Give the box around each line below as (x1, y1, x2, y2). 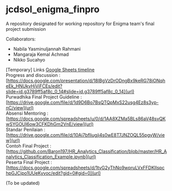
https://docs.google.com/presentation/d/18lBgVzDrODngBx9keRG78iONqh (7, 77, 165, 83)
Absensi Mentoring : (6, 110, 49, 116)
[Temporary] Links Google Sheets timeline (6, 67, 95, 73)
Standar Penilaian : (6, 126, 46, 133)
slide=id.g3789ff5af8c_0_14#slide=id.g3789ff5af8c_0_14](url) (6, 88, 135, 94)
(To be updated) (6, 180, 40, 186)
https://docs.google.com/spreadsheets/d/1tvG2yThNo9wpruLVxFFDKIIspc (7, 164, 165, 171)
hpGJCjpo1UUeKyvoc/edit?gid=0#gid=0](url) (6, 170, 101, 176)
